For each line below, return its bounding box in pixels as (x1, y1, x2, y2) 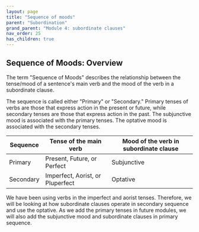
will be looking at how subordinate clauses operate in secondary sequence (6, 200, 189, 207)
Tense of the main (49, 137, 102, 145)
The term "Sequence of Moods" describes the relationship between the (6, 73, 181, 80)
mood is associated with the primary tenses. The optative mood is (6, 117, 167, 124)
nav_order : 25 (6, 31, 41, 37)
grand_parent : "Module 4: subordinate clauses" (6, 25, 126, 31)
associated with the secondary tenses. (6, 123, 101, 130)
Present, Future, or (45, 154, 97, 163)
